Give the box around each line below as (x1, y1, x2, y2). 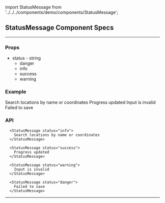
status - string (12, 55, 41, 61)
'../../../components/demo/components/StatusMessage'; (5, 9, 119, 15)
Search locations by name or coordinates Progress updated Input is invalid (5, 99, 156, 105)
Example (5, 88, 27, 95)
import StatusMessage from (5, 4, 62, 10)
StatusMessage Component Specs (5, 24, 114, 32)
